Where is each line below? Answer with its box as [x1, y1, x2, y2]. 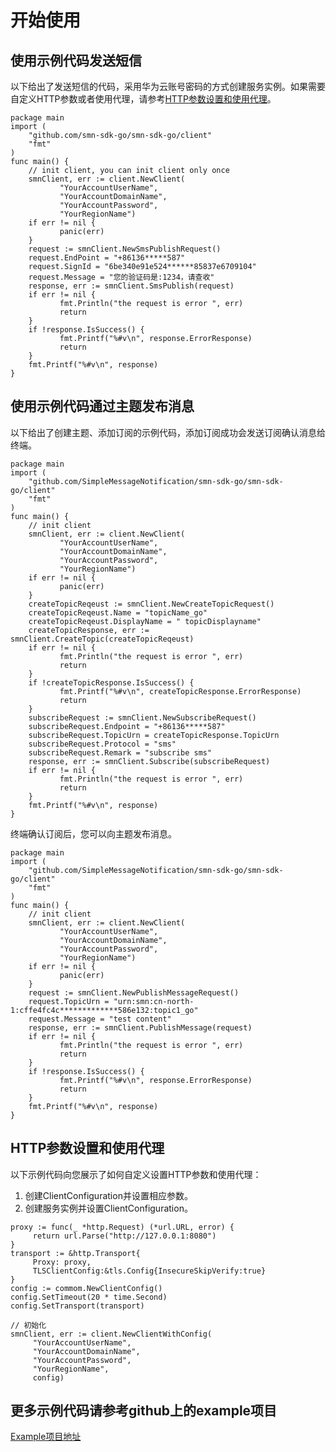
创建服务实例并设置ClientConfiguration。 [24, 1202, 193, 1214]
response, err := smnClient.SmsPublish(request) [28, 281, 235, 291]
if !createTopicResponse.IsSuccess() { [28, 677, 195, 688]
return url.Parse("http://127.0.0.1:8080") [32, 1231, 217, 1241]
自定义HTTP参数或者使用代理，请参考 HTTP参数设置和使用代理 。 [10, 93, 277, 105]
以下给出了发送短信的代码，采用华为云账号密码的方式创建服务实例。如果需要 [10, 81, 326, 92]
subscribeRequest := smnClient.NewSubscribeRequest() [28, 712, 257, 723]
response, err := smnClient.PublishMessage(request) [28, 1022, 253, 1033]
